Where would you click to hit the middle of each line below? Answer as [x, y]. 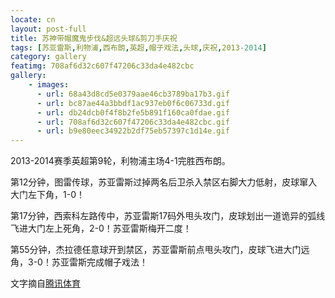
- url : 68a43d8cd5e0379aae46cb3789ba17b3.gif [133, 94]
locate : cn [33, 19]
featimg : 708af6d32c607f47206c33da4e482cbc [102, 66]
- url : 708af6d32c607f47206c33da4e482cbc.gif [133, 122]
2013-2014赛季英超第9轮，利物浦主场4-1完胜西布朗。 [120, 161]
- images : [49, 85]
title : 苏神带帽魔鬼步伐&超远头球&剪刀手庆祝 [94, 38]
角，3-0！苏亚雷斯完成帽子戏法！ [79, 262]
